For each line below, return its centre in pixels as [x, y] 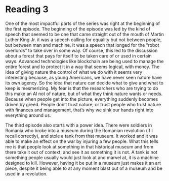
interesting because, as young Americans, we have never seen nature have [83, 77]
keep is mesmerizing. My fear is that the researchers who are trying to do [82, 88]
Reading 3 [27, 9]
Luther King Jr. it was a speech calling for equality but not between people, [83, 40]
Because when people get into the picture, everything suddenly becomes [82, 99]
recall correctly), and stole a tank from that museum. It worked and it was [82, 136]
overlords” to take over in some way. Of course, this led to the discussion [81, 50]
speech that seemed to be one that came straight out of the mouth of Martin [85, 34]
